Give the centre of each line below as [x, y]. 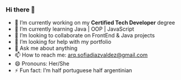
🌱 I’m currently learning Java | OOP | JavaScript [74, 29]
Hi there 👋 [21, 10]
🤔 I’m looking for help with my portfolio [63, 42]
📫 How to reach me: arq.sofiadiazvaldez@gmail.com [81, 55]
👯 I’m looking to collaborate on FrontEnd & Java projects [85, 35]
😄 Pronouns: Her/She [42, 64]
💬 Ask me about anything [46, 48]
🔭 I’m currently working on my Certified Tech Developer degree [95, 23]
